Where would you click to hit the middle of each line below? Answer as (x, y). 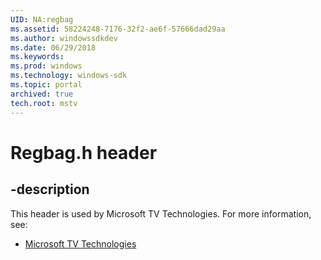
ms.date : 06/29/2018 (53, 47)
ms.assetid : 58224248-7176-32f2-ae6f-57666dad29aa (118, 29)
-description (50, 189)
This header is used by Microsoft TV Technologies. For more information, (161, 213)
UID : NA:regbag (42, 19)
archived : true (42, 94)
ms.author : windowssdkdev (64, 38)
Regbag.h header (84, 152)
